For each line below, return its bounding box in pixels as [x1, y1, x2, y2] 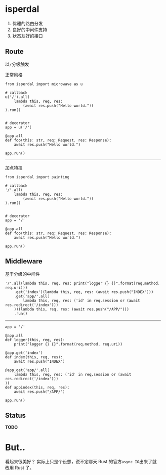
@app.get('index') [5, 350, 43, 355]
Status [5, 411, 26, 420]
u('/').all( [5, 94, 30, 99]
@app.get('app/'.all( [5, 367, 50, 373]
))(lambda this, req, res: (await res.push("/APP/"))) [14, 306, 129, 312]
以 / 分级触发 [5, 61, 30, 67]
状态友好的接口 [12, 33, 43, 39]
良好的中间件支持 [12, 26, 47, 33]
